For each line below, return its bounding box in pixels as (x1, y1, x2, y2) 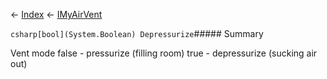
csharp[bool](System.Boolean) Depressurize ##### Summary (10, 28, 264, 39)
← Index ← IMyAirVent (10, 9, 103, 20)
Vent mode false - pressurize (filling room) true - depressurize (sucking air (10, 47, 318, 59)
